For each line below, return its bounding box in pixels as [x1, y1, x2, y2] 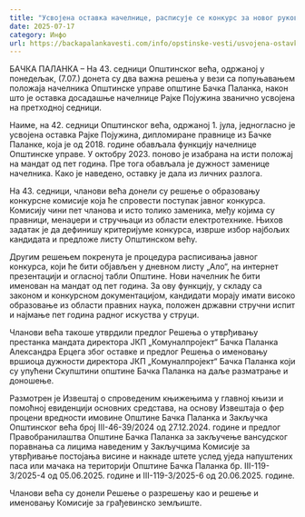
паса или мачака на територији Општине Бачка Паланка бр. [9, 461, 242, 472]
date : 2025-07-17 [9, 22, 75, 31]
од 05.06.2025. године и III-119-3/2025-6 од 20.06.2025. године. [47, 470, 295, 482]
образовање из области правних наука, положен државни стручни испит [9, 300, 295, 311]
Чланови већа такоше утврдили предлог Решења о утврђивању [9, 327, 259, 338]
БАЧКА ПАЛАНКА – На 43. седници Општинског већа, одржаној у [9, 64, 265, 75]
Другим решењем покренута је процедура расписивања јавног [9, 252, 259, 263]
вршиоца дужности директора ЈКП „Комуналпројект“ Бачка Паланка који [9, 356, 296, 367]
